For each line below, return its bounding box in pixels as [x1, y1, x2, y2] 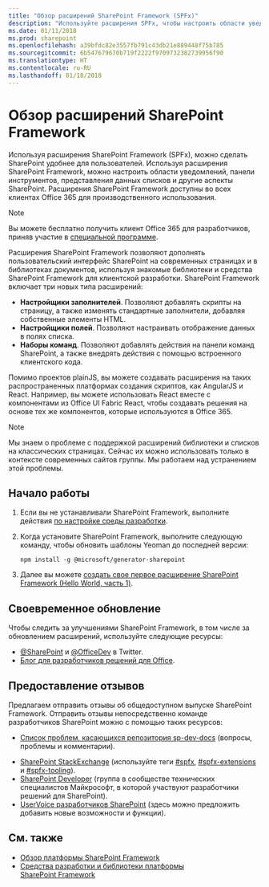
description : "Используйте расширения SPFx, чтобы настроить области [8, 19, 246, 27]
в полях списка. [19, 331, 74, 341]
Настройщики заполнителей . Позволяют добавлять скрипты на [19, 297, 242, 307]
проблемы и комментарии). [19, 742, 116, 751]
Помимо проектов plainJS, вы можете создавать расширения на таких [8, 372, 251, 382]
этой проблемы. [8, 463, 64, 473]
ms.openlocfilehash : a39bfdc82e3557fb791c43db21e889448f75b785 [8, 42, 224, 50]
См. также [8, 832, 64, 845]
